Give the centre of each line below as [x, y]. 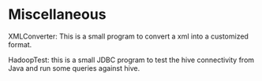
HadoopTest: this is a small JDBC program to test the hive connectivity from [131, 60]
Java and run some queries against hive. [74, 68]
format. [20, 44]
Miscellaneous [57, 15]
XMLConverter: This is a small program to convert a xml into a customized [128, 36]
